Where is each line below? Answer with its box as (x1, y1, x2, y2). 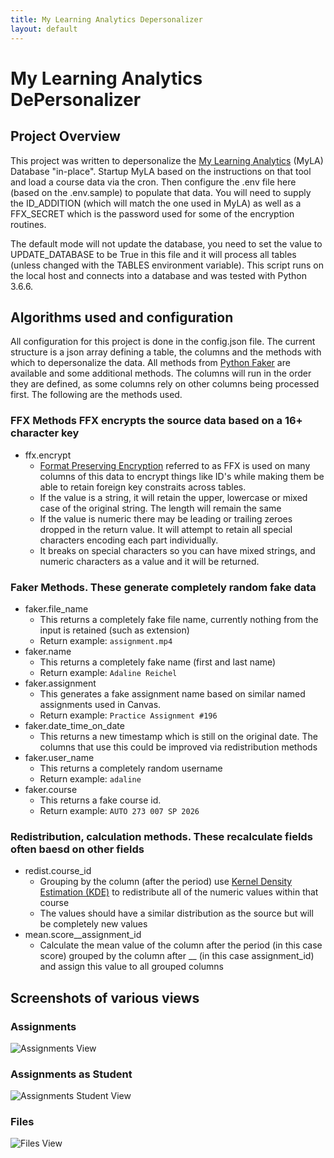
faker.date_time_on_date (24, 719, 125, 731)
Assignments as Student (10, 1067, 133, 1081)
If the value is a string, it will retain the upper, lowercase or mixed (39, 491, 308, 503)
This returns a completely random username (39, 762, 223, 774)
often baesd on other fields (10, 842, 145, 856)
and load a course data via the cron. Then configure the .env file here (10, 176, 297, 188)
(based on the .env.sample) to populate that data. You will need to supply (10, 186, 312, 198)
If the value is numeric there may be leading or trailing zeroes (39, 512, 293, 525)
